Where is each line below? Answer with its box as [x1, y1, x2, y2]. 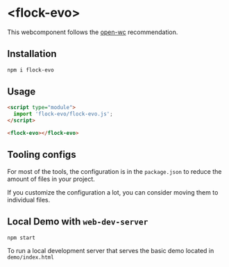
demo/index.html [7, 254, 54, 261]
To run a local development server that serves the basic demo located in [7, 247, 214, 255]
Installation [7, 48, 57, 60]
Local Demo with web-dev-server [7, 216, 149, 227]
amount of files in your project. [7, 175, 95, 183]
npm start [7, 234, 36, 241]
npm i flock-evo [7, 66, 54, 74]
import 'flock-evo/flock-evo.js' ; [13, 111, 113, 118]
